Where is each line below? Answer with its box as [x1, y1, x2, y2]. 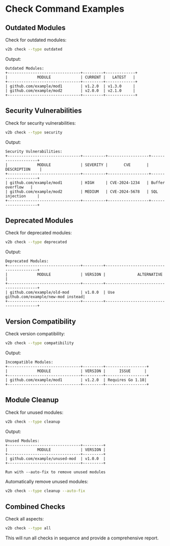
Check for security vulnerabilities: [5, 120, 76, 126]
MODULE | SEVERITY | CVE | [37, 162, 149, 167]
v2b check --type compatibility [5, 341, 74, 346]
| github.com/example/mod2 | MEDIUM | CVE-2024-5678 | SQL [5, 189, 158, 194]
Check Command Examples [5, 3, 125, 15]
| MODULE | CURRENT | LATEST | [5, 74, 136, 80]
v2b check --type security [5, 129, 63, 135]
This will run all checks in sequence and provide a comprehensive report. [5, 535, 159, 541]
